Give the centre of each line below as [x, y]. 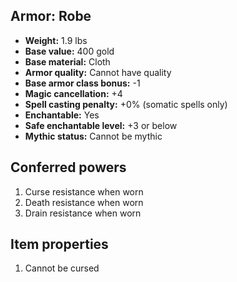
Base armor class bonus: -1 [82, 83]
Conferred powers [68, 167]
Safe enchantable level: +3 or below [101, 125]
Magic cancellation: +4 [73, 93]
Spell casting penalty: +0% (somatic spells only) [126, 104]
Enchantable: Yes [62, 115]
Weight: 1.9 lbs [56, 40]
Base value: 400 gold [69, 51]
